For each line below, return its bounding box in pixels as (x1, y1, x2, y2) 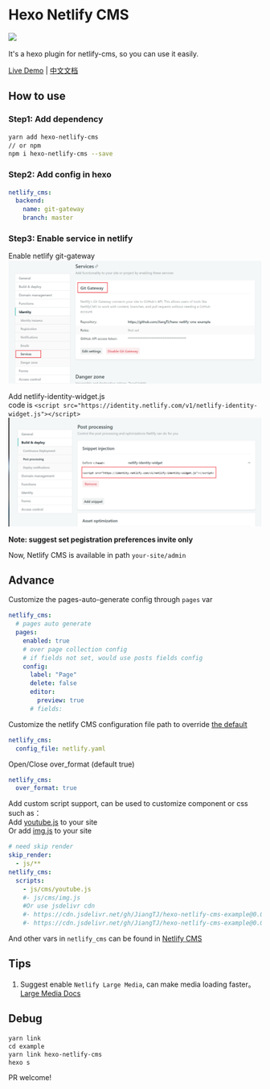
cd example (8, 1042, 45, 1050)
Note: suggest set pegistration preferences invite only (8, 534, 194, 544)
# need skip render (8, 842, 74, 851)
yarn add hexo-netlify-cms (8, 133, 99, 141)
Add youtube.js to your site (8, 817, 98, 827)
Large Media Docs (19, 988, 81, 998)
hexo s (8, 1058, 31, 1066)
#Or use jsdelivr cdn (22, 902, 95, 910)
